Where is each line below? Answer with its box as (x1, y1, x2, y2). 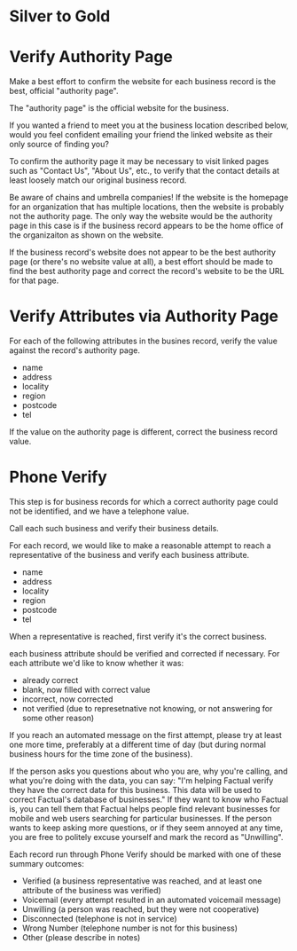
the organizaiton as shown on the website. (9, 230, 164, 240)
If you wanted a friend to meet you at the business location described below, (9, 120, 289, 130)
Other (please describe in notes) (21, 932, 141, 942)
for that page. (9, 275, 59, 286)
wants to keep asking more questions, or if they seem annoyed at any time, (9, 822, 284, 833)
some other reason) (21, 712, 95, 723)
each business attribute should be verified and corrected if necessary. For (9, 648, 280, 658)
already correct (21, 675, 79, 685)
